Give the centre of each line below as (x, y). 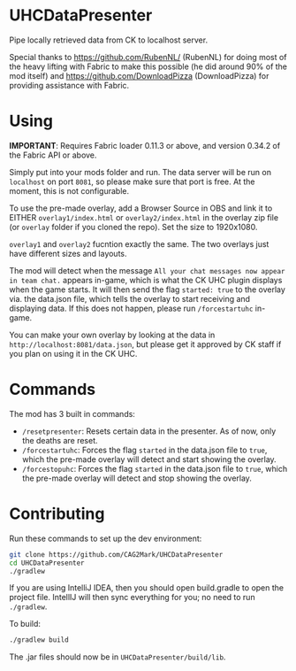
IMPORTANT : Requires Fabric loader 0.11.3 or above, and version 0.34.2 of (145, 145)
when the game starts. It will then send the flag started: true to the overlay (147, 289)
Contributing (57, 513)
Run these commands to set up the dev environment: (106, 538)
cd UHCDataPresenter (47, 563)
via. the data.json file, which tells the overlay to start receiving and (129, 298)
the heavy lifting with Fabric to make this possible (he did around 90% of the (148, 66)
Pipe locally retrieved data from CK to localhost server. (109, 40)
